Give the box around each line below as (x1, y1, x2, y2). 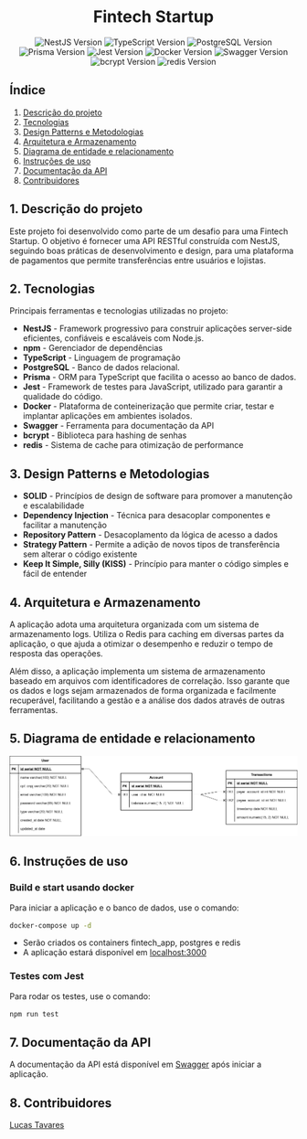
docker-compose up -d (9, 921, 92, 930)
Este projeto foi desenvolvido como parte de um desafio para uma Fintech (9, 226, 289, 237)
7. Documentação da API (9, 1035, 152, 1050)
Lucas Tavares (9, 1120, 65, 1131)
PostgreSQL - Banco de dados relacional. (22, 362, 180, 373)
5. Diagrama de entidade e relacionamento (9, 731, 256, 747)
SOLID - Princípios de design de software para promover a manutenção (22, 491, 293, 502)
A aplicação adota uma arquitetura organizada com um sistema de (9, 619, 259, 630)
